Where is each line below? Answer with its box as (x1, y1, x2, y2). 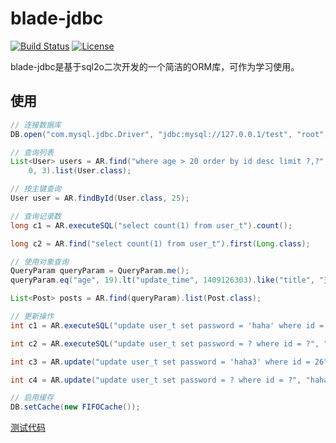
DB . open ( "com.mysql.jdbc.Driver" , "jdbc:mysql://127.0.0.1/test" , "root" (10, 129, 325, 139)
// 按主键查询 (10, 184, 62, 194)
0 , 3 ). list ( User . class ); (28, 166, 132, 176)
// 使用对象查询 (10, 257, 69, 267)
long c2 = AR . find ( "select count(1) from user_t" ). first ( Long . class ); (10, 238, 311, 249)
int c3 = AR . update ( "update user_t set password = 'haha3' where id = (10, 357, 311, 367)
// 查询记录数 (10, 211, 62, 221)
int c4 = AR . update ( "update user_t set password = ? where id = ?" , (10, 375, 302, 385)
